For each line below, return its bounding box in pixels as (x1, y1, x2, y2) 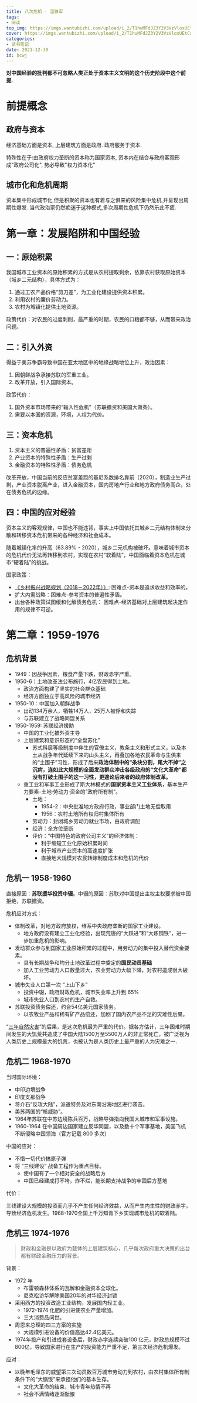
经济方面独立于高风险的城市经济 (23, 692, 101, 699)
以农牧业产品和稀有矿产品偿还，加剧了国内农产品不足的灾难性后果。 (23, 1010, 188, 1018)
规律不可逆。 (25, 605, 56, 612)
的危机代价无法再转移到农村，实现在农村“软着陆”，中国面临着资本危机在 (6, 551, 181, 558)
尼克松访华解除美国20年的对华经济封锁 (23, 1292, 117, 1299)
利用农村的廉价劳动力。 (14, 296, 72, 303)
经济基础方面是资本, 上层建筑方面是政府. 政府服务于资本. (6, 141, 142, 148)
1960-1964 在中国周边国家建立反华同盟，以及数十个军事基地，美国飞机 (14, 1122, 186, 1129)
